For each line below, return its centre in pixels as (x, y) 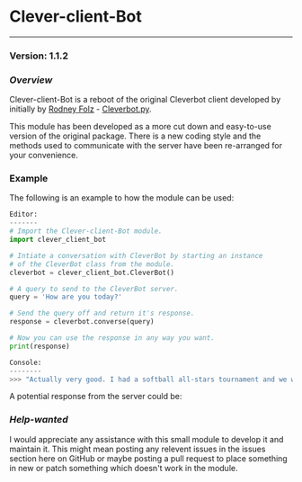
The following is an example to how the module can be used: (122, 198)
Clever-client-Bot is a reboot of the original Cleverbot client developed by (145, 100)
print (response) (40, 346)
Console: (26, 362)
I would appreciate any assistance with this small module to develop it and (147, 439)
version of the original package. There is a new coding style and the (135, 136)
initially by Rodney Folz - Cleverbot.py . (80, 109)
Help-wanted (39, 420)
